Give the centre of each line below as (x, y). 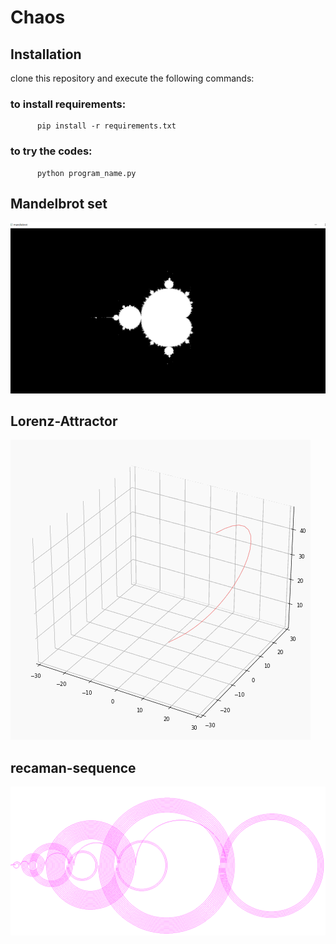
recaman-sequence (73, 767)
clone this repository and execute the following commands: (132, 78)
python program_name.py (86, 173)
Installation (46, 54)
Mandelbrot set (59, 203)
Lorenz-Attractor (64, 421)
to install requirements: (68, 104)
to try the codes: (51, 151)
